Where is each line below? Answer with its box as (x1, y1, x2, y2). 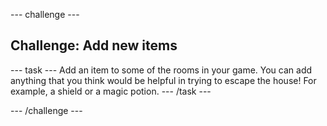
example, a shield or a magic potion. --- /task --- (10, 85, 212, 97)
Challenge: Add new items (10, 37, 178, 54)
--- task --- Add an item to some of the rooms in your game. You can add (10, 64, 313, 76)
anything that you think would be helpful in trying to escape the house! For (10, 74, 317, 86)
